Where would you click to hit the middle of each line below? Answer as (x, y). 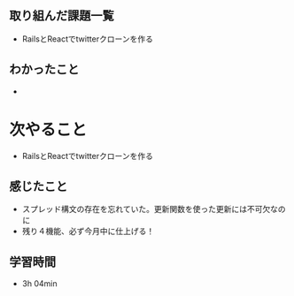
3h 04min (39, 284)
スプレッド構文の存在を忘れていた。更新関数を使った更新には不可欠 (146, 209)
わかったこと (44, 69)
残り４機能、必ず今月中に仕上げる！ (88, 231)
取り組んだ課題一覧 (62, 16)
